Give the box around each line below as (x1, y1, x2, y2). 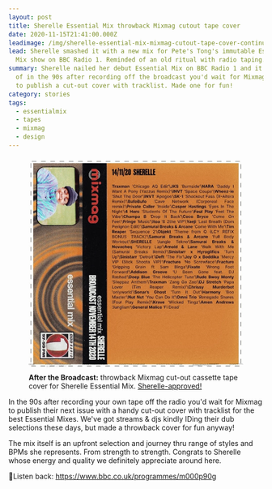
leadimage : (8, 39, 45, 47)
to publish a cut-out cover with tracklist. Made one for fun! (15, 81, 233, 89)
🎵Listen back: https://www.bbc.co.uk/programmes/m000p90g (8, 471, 217, 481)
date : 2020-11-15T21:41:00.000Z (8, 30, 117, 38)
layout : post (8, 13, 53, 21)
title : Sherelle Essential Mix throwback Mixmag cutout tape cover (8, 21, 241, 30)
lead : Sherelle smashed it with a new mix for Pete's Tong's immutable (8, 47, 255, 56)
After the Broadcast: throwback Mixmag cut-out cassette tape (28, 372, 239, 382)
